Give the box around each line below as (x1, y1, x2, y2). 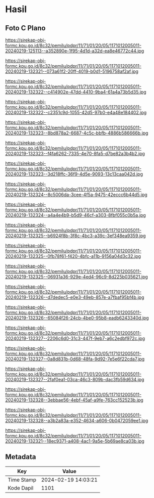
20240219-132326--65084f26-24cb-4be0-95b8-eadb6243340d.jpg (5, 315, 149, 321)
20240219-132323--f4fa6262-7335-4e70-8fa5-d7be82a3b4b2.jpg (5, 151, 145, 156)
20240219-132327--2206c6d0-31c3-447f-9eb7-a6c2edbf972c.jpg (5, 335, 145, 341)
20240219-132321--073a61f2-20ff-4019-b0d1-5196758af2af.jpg (5, 68, 138, 74)
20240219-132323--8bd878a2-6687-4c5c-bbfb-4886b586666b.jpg (5, 130, 148, 136)
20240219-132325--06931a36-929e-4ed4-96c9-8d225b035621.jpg (5, 274, 148, 280)
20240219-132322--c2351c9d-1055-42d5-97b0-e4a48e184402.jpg (5, 110, 147, 115)
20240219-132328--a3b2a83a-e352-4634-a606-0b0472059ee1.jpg (5, 418, 148, 423)
